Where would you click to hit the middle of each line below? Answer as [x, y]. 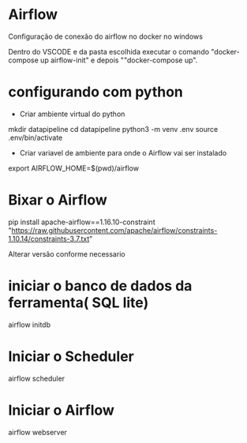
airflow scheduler [37, 378]
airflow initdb [30, 325]
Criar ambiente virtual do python [72, 114]
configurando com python [95, 92]
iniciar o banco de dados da [100, 286]
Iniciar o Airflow [61, 410]
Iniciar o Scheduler [71, 356]
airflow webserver [37, 432]
